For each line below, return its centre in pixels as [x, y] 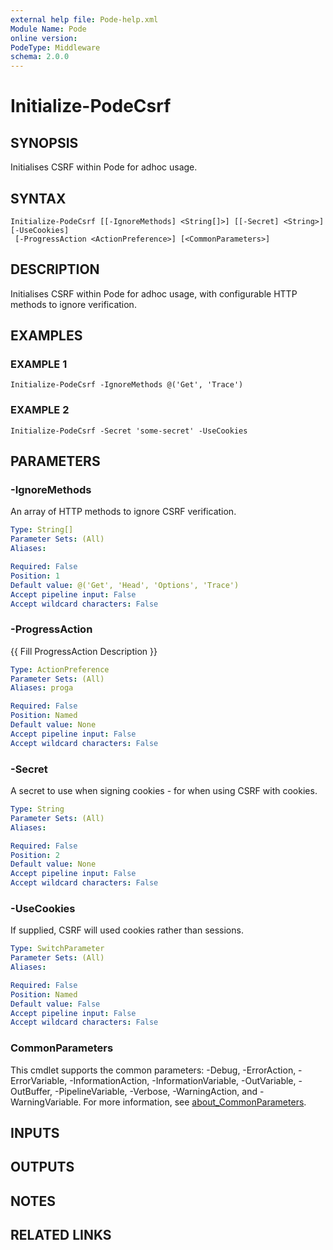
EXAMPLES [46, 336]
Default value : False [55, 1004]
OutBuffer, [31, 1091]
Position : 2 [35, 855]
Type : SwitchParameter [57, 949]
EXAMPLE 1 [39, 364]
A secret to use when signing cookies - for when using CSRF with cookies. [164, 791]
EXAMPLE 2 [40, 410]
